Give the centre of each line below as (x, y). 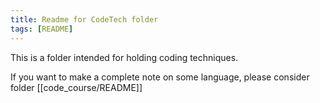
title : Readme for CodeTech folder (84, 19)
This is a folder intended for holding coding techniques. (124, 57)
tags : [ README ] (42, 29)
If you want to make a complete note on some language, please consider (160, 77)
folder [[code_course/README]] (76, 87)
